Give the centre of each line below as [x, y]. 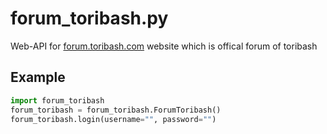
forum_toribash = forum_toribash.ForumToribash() [116, 110]
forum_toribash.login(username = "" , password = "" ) [113, 119]
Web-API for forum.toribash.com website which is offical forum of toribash [164, 46]
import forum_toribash [57, 100]
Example [38, 77]
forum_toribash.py [89, 18]
